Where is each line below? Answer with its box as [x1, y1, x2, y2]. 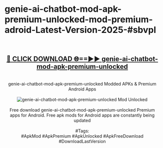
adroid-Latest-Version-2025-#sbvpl [4, 25, 156, 35]
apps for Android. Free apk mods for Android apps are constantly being [10, 112, 155, 118]
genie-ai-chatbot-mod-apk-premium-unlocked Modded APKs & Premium [8, 81, 157, 87]
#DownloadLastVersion [58, 138, 106, 144]
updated [73, 117, 91, 123]
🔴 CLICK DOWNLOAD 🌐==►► [6, 55, 100, 63]
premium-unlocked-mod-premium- [4, 14, 153, 25]
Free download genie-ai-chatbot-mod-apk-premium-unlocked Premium [9, 107, 155, 113]
